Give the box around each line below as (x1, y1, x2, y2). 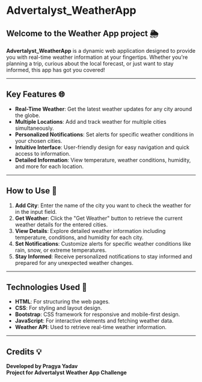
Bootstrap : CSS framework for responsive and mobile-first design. (14, 311, 180, 318)
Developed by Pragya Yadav (6, 363, 78, 370)
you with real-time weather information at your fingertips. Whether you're (6, 53, 188, 61)
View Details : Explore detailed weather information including (14, 227, 166, 234)
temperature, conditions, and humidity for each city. (14, 234, 144, 241)
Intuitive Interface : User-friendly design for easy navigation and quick (14, 144, 189, 151)
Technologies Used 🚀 (6, 282, 87, 293)
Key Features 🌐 (6, 89, 65, 100)
